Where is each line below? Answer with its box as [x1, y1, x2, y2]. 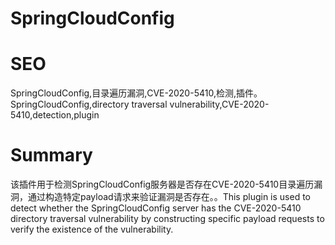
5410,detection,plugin [10, 109, 100, 121]
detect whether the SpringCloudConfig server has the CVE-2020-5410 [10, 202, 302, 214]
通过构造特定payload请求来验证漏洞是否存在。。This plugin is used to [27, 191, 312, 203]
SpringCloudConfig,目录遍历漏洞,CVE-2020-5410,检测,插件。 [10, 87, 263, 99]
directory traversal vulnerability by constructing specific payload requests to [10, 213, 325, 225]
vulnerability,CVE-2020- [169, 98, 270, 111]
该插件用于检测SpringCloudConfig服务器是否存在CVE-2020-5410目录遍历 [10, 178, 315, 191]
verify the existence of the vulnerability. [10, 223, 174, 236]
